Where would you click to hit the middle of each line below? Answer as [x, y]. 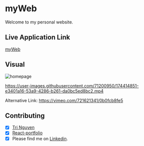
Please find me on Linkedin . [40, 138]
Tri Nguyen [23, 127]
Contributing [25, 115]
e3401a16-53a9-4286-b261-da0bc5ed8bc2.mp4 [54, 91]
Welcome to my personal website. [39, 22]
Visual [15, 65]
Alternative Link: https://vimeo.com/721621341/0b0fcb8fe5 [64, 100]
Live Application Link [38, 37]
